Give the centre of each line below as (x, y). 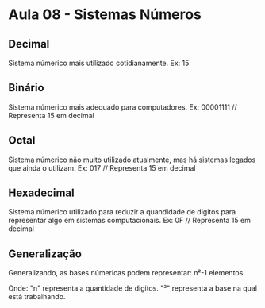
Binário (27, 88)
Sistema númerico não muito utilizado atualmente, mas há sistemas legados (132, 160)
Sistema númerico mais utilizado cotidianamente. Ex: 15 (99, 63)
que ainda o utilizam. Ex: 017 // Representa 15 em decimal (102, 167)
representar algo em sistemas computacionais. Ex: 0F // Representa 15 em (130, 221)
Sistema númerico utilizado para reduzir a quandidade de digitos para (122, 212)
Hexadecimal (41, 193)
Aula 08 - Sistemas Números (105, 15)
